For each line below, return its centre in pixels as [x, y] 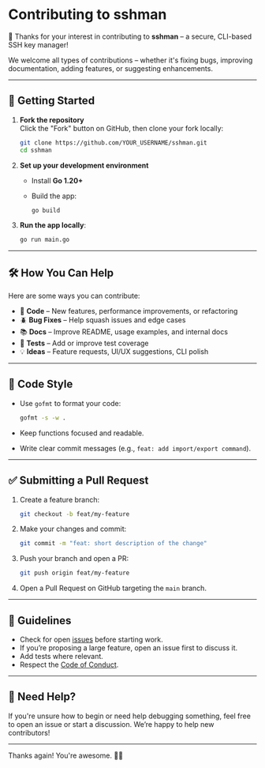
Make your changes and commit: [73, 529]
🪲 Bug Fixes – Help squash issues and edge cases [103, 320]
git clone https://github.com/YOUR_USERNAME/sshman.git [113, 143]
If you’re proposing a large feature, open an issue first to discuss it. [129, 648]
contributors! [29, 732]
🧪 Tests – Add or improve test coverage [84, 343]
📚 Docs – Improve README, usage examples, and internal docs [124, 332]
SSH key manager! [38, 44]
